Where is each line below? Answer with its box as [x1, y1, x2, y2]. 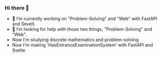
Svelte [12, 47, 26, 54]
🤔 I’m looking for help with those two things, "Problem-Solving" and [12, 26, 152, 32]
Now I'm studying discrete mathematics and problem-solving [12, 37, 139, 43]
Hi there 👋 [5, 4, 30, 11]
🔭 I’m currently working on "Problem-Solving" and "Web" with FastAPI [12, 16, 158, 22]
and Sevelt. [12, 21, 36, 27]
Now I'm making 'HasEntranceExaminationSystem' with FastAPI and [12, 42, 153, 48]
